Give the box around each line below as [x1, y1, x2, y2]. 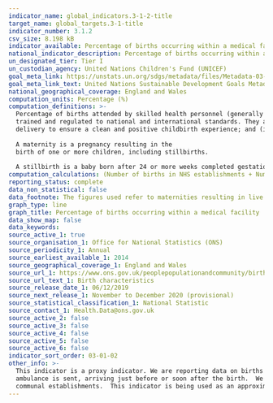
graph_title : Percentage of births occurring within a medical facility [8, 208, 260, 216]
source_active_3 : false [8, 322, 89, 330]
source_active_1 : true [8, 231, 85, 240]
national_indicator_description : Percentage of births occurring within [8, 50, 260, 58]
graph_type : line [8, 201, 67, 209]
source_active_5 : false [8, 336, 89, 345]
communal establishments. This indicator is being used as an [15, 382, 234, 390]
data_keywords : [8, 223, 60, 232]
